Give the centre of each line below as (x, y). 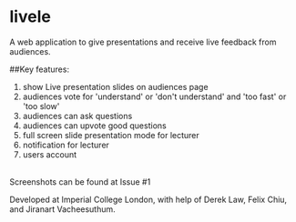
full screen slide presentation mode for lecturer (111, 135)
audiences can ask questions (77, 116)
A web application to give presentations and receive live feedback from (143, 42)
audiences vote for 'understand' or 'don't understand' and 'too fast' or (154, 96)
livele (31, 17)
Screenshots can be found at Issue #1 (80, 182)
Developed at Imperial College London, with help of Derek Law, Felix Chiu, (148, 199)
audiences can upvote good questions (94, 126)
